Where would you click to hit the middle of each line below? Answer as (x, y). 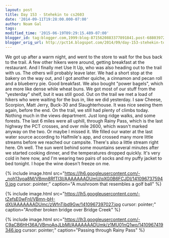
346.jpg (13, 230)
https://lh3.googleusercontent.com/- (102, 219)
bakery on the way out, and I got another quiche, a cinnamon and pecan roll (84, 78)
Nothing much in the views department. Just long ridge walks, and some (80, 115)
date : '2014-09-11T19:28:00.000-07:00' (47, 19)
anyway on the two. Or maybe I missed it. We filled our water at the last (79, 132)
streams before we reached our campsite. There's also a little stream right (82, 142)
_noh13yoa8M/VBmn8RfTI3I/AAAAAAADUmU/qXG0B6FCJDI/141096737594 (84, 178)
